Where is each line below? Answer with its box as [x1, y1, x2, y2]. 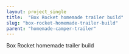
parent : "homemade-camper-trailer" [6, 25, 97, 32]
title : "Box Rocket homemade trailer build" [6, 14, 124, 20]
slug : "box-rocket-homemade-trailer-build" [6, 20, 119, 26]
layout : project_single [6, 8, 67, 15]
